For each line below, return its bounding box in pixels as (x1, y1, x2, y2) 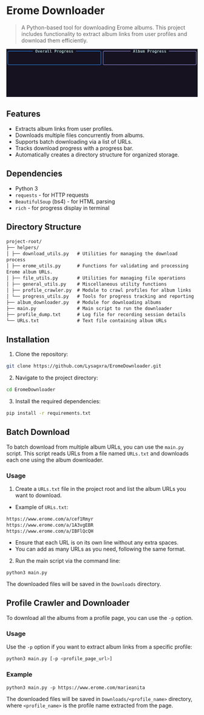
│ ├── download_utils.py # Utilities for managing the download (6, 251, 178, 257)
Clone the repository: (15, 351, 69, 358)
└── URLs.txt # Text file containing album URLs (6, 318, 167, 324)
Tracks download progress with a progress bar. (15, 144, 134, 152)
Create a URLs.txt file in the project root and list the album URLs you (15, 485, 186, 492)
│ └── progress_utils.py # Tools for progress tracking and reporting (6, 294, 194, 300)
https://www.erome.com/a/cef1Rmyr (6, 516, 94, 522)
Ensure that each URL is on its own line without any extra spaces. (15, 538, 179, 546)
